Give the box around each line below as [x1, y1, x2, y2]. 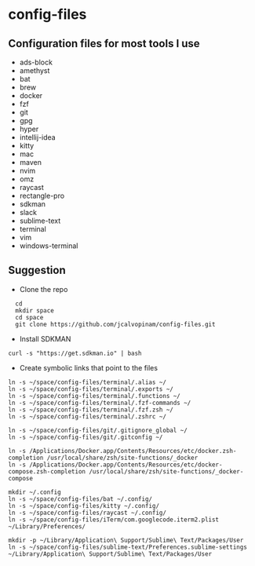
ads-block [19, 57, 53, 67]
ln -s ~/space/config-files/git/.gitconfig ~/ [8, 433, 163, 441]
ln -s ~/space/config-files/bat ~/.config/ [8, 495, 153, 503]
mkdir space [15, 306, 55, 315]
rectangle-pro [19, 191, 65, 200]
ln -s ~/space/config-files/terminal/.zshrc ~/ [8, 412, 167, 421]
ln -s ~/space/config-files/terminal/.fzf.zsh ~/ [8, 406, 174, 414]
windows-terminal [19, 241, 78, 250]
